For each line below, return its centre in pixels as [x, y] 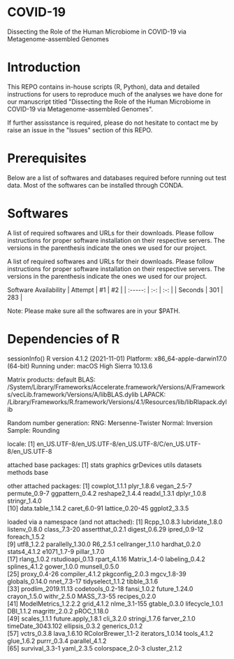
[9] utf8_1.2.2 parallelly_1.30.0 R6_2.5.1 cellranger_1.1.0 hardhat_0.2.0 [104, 544]
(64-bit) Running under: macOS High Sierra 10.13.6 [80, 366]
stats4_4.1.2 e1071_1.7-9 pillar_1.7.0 [56, 551]
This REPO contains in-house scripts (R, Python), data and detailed [104, 86]
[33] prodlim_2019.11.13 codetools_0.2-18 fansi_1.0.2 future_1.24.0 [100, 588]
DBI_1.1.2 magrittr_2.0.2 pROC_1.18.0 [58, 611]
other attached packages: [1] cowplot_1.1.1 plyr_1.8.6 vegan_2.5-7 [100, 486]
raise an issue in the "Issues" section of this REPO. [80, 130]
